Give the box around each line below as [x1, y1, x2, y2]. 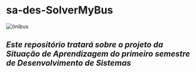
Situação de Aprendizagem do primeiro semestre [6, 49, 191, 59]
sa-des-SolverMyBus [6, 4, 113, 17]
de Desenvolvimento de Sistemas [6, 58, 131, 68]
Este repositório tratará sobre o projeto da [6, 40, 163, 50]
